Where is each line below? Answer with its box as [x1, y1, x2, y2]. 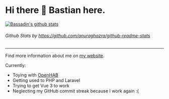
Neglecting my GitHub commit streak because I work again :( [12, 88, 139, 94]
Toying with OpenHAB [12, 72, 59, 78]
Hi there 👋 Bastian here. [5, 4, 106, 16]
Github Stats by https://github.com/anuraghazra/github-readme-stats [5, 32, 150, 38]
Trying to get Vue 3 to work [12, 82, 69, 89]
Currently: [5, 62, 26, 68]
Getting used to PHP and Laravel [12, 77, 80, 83]
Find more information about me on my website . [5, 52, 105, 59]
